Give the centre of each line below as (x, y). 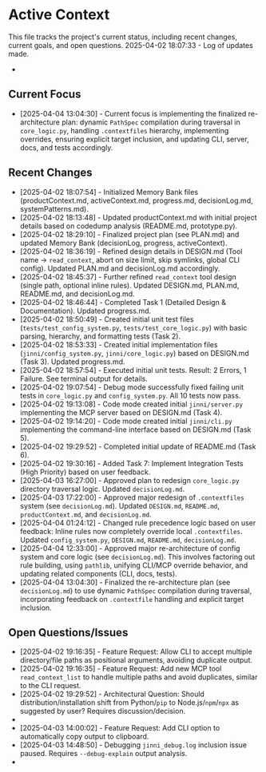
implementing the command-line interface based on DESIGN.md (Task (135, 430)
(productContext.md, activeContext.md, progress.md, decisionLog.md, (136, 200)
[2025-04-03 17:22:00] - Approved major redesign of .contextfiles (132, 497)
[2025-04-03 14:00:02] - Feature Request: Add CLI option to (120, 728)
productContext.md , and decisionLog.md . (85, 514)
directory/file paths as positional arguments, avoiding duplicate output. (136, 660)
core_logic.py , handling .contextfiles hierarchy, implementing (124, 130)
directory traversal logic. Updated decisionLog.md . (102, 489)
